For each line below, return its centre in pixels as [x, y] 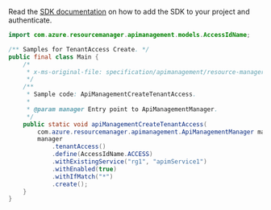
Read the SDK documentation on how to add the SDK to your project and [129, 12]
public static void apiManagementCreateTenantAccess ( [115, 124]
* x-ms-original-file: [65, 72]
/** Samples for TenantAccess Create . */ [79, 49]
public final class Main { [54, 57]
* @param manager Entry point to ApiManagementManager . [122, 109]
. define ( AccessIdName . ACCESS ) [102, 154]
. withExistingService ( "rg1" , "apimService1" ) [129, 162]
